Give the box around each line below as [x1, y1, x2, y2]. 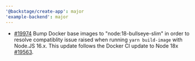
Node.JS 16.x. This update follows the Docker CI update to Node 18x [13, 42, 179, 49]
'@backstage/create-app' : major [5, 8, 84, 15]
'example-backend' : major [5, 14, 68, 20]
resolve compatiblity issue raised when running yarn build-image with [13, 36, 183, 43]
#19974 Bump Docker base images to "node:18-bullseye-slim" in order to [13, 30, 190, 37]
